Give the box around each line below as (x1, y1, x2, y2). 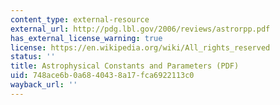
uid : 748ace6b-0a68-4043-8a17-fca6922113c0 (10, 71, 195, 81)
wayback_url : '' (10, 80, 78, 90)
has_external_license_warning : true (10, 33, 163, 43)
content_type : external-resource (10, 14, 150, 25)
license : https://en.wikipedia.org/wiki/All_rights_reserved (10, 42, 271, 53)
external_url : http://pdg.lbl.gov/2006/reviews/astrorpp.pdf (10, 24, 271, 34)
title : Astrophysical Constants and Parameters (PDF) (10, 61, 240, 71)
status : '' (10, 52, 56, 62)
